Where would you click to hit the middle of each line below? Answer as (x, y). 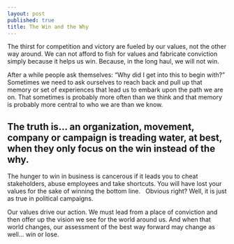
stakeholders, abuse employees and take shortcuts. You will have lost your (115, 184)
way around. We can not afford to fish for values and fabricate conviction (112, 54)
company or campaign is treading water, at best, (115, 137)
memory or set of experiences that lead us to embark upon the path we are (115, 90)
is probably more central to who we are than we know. (85, 105)
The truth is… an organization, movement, (101, 127)
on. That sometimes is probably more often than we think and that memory (115, 97)
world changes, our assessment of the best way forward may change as (111, 227)
